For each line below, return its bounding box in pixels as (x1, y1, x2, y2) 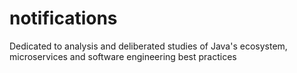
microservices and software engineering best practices (9, 50, 237, 62)
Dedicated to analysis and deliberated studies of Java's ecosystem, (9, 40, 288, 52)
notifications (9, 7, 118, 30)
